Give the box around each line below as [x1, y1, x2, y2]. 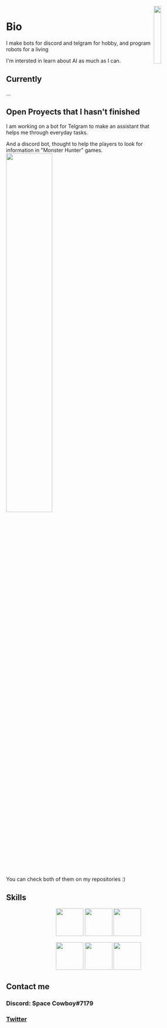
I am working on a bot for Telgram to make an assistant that [6, 122, 149, 130]
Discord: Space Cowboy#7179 [6, 999, 94, 1007]
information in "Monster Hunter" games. [6, 147, 103, 154]
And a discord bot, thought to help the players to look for [6, 140, 144, 147]
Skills [6, 892, 26, 903]
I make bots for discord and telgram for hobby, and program [6, 39, 151, 47]
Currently [6, 74, 42, 84]
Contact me [6, 981, 50, 991]
